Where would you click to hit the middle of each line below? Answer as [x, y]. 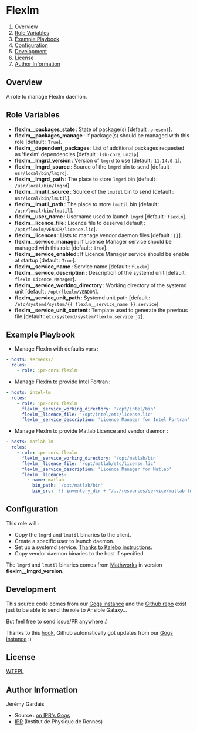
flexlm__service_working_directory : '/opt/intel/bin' [89, 409]
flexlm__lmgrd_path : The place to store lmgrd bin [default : [86, 179]
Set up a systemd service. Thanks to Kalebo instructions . [83, 547]
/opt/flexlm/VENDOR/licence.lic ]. [56, 229]
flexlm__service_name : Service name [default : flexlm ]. [82, 266]
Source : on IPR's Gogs [42, 715]
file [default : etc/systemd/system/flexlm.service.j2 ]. [79, 316]
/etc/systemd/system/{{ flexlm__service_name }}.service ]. [87, 304]
